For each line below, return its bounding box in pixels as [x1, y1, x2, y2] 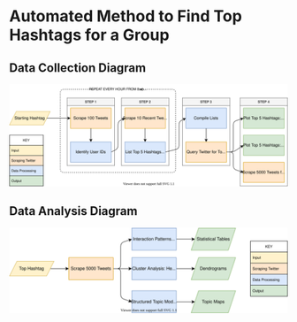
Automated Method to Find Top [9, 6, 243, 27]
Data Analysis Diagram [9, 203, 138, 218]
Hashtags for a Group [9, 25, 170, 45]
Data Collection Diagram [9, 60, 147, 75]
